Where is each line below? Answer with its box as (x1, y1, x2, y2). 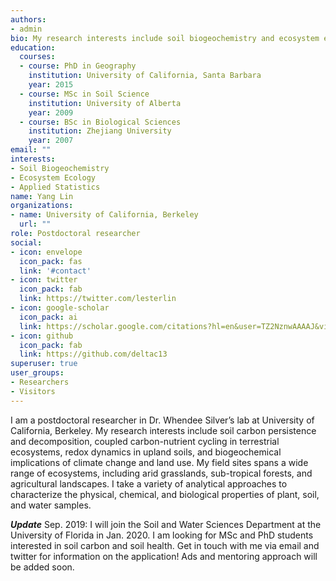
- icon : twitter (10, 275, 78, 285)
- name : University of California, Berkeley (10, 210, 199, 220)
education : (10, 42, 56, 53)
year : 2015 (28, 80, 74, 90)
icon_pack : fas (19, 256, 83, 266)
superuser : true (10, 359, 78, 369)
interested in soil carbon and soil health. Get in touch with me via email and (10, 539, 320, 551)
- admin (10, 24, 43, 34)
